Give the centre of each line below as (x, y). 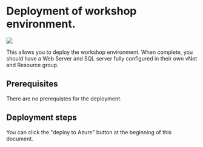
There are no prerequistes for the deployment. (64, 99)
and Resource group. (32, 65)
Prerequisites (32, 84)
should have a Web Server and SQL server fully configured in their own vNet (102, 58)
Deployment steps (42, 118)
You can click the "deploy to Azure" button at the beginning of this (89, 132)
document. (20, 139)
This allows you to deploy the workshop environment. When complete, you (100, 52)
